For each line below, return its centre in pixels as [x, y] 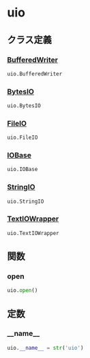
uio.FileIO [22, 138]
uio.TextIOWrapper [33, 233]
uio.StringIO [26, 201]
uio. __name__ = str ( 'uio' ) [45, 348]
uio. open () [22, 291]
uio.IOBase [22, 170]
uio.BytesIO [24, 106]
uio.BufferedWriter [35, 74]
